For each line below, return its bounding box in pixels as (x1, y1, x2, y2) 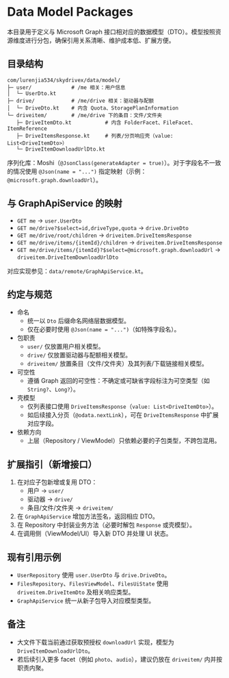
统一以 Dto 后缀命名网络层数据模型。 (27, 316, 130, 325)
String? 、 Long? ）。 (27, 385, 80, 394)
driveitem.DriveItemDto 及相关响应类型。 (16, 588, 135, 596)
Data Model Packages (7, 4, 133, 20)
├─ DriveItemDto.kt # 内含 (16, 119, 122, 126)
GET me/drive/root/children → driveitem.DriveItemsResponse (16, 231, 192, 239)
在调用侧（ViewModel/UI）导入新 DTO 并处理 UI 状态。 (16, 529, 172, 538)
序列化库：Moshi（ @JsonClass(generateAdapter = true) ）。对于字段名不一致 (7, 158, 221, 166)
